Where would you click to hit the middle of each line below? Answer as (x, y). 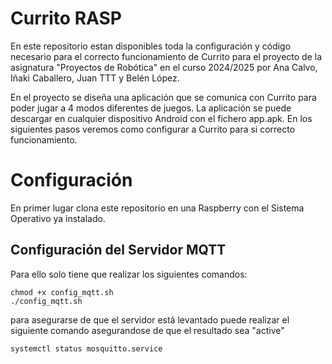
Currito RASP (66, 18)
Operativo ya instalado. (58, 218)
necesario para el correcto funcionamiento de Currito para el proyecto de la (166, 56)
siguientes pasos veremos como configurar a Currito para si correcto (153, 129)
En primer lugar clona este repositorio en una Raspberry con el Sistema (157, 208)
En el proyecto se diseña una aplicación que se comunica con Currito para (163, 97)
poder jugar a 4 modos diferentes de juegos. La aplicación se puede (151, 108)
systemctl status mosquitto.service (86, 348)
